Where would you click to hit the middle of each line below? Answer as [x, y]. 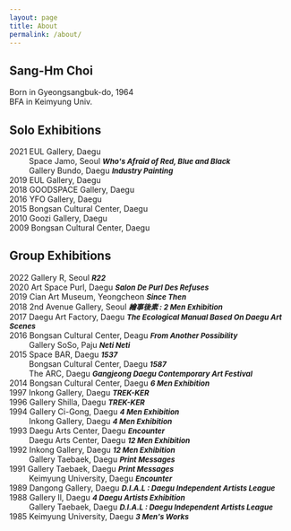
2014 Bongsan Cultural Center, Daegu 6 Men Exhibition [110, 383]
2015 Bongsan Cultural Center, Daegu [79, 209]
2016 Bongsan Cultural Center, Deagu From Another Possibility [124, 335]
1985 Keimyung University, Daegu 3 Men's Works [99, 516]
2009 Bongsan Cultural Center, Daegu [80, 228]
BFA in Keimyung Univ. [51, 102]
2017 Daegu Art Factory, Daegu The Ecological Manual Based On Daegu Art [145, 317]
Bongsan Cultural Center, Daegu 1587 [98, 363]
